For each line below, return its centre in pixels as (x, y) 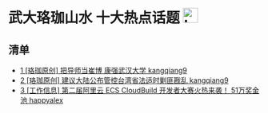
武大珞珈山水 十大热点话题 (94, 18)
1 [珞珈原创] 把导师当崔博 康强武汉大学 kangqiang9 (104, 70)
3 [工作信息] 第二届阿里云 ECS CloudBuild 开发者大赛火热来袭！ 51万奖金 (140, 90)
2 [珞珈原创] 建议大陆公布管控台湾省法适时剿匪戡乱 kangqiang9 (124, 80)
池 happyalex (42, 100)
